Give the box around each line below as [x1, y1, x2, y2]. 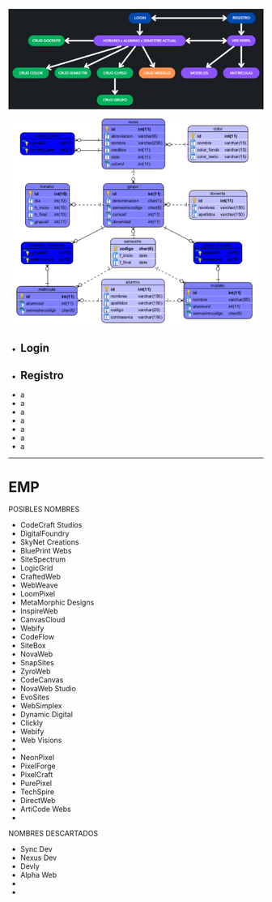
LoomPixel [19, 589, 55, 599]
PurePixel [19, 779, 53, 789]
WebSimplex [19, 701, 62, 711]
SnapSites [19, 658, 54, 668]
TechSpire [19, 787, 55, 797]
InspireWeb [19, 606, 58, 616]
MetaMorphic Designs [19, 597, 95, 608]
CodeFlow [19, 632, 55, 642]
